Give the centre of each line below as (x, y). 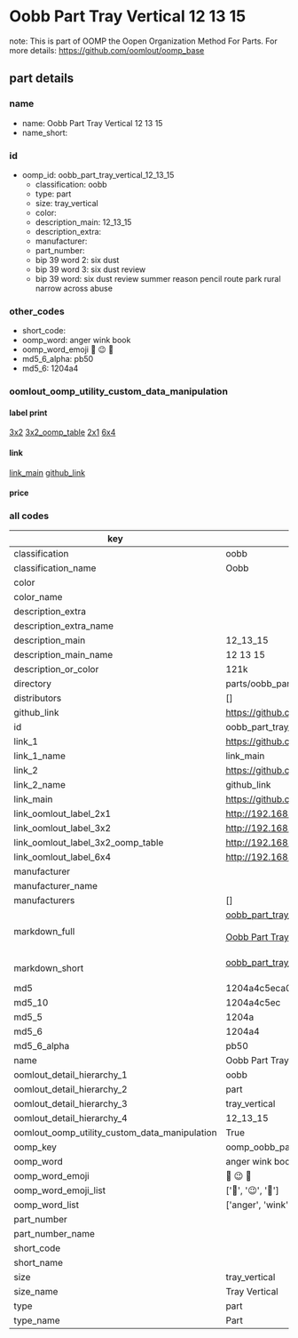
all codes (29, 516)
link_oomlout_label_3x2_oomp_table (89, 843)
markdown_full (44, 932)
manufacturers (44, 901)
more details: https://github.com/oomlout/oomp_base (107, 50)
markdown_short (49, 968)
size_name (36, 1292)
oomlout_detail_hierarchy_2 (71, 1089)
